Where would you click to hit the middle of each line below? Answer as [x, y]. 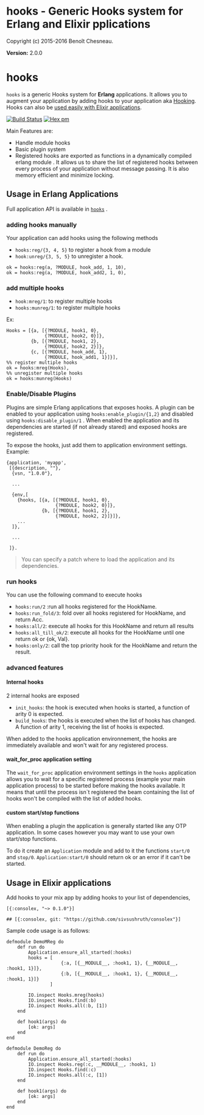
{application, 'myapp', [37, 462]
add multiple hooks [35, 288]
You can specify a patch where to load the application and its [98, 559]
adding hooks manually [42, 225]
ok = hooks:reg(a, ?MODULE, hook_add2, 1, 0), [66, 272]
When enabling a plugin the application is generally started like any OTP [97, 826]
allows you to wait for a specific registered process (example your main [96, 779]
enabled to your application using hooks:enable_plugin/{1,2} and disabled [100, 414]
